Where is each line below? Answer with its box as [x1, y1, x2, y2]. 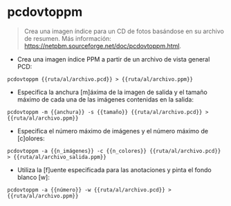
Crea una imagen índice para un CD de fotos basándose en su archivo [24, 27, 225, 35]
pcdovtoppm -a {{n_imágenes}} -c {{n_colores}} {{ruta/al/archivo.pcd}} [7, 147, 221, 154]
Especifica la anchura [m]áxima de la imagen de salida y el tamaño [17, 88, 207, 96]
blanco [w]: [17, 173, 50, 181]
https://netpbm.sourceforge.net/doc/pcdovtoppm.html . [24, 41, 182, 50]
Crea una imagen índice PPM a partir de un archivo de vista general [17, 55, 210, 63]
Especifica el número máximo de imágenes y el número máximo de [17, 127, 209, 135]
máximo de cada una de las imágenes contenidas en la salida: [17, 95, 194, 104]
